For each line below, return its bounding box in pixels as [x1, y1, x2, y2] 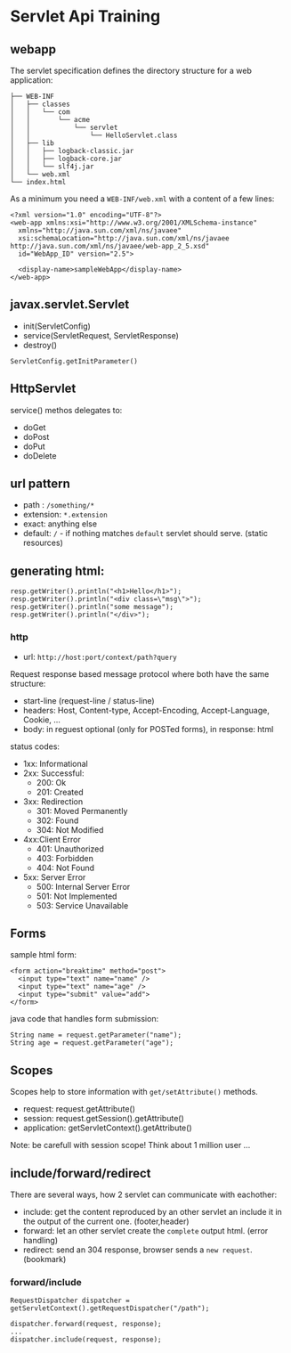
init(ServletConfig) [22, 321, 92, 331]
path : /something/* [22, 500, 95, 510]
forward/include [10, 1276, 83, 1288]
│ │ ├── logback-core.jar [10, 154, 123, 163]
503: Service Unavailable [36, 900, 129, 910]
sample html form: [10, 950, 77, 960]
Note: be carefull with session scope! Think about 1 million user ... [10, 1140, 251, 1151]
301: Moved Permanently [36, 805, 128, 816]
